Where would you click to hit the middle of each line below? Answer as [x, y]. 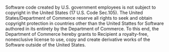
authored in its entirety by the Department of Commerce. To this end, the [82, 29]
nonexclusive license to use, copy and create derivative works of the [78, 39]
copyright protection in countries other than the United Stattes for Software [84, 23]
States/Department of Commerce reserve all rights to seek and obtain [79, 18]
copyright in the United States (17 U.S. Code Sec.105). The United [74, 13]
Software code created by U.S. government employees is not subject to [81, 7]
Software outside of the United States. [46, 45]
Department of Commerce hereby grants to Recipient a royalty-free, [77, 34]
